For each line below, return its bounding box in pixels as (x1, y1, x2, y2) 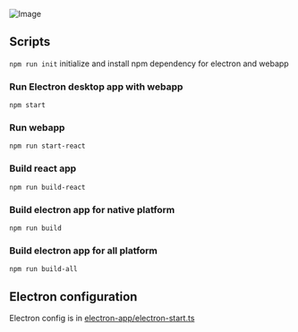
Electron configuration (9, 289, 138, 304)
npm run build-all (9, 265, 78, 274)
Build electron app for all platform (9, 244, 158, 257)
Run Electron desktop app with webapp (9, 81, 183, 93)
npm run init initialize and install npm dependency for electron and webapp (9, 58, 289, 69)
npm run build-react (9, 183, 87, 192)
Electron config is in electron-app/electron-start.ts (9, 313, 195, 324)
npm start (9, 101, 47, 110)
